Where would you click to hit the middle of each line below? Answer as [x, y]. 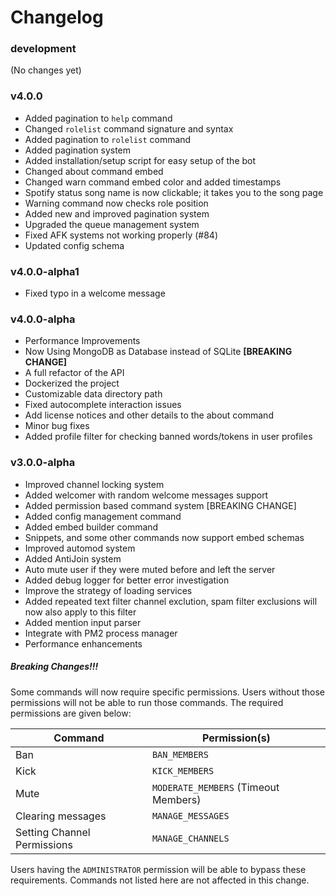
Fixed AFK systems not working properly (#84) [121, 235]
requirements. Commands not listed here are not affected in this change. [160, 880]
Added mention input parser [83, 622]
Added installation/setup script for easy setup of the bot [140, 160]
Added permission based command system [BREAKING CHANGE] [160, 505]
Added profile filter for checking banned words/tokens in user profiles [168, 437]
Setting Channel [53, 832]
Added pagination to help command [98, 118]
